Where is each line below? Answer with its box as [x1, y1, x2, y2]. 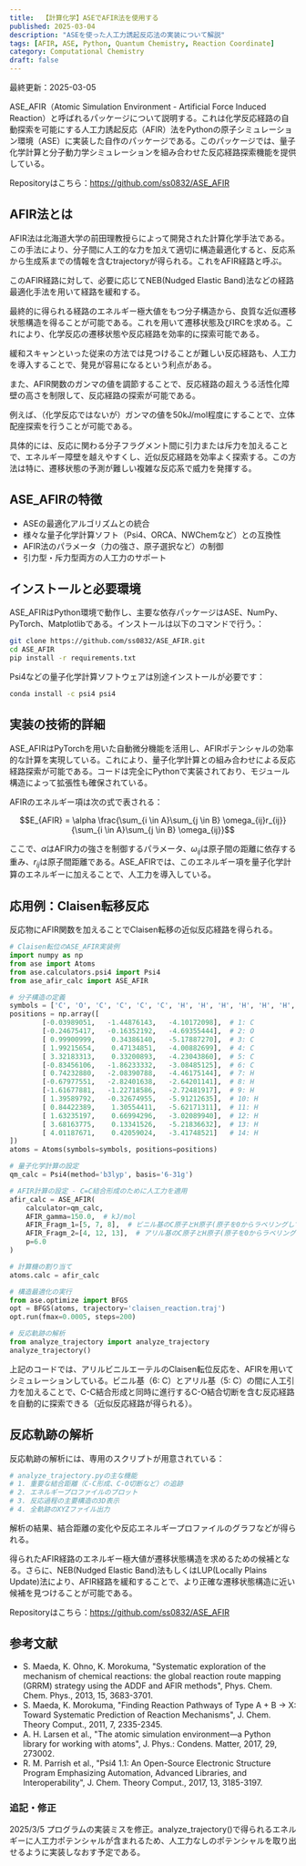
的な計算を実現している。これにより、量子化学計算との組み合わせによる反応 [9, 754, 296, 765]
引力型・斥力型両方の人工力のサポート [22, 552, 167, 563]
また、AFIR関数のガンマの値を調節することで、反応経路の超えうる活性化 [9, 378, 282, 389]
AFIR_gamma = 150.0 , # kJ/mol [25, 1212, 137, 1221]
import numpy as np [9, 951, 84, 960]
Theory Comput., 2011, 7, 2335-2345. [22, 1718, 163, 1729]
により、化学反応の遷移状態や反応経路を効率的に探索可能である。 [16, 328, 265, 339]
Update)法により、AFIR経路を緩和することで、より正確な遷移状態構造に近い [9, 1575, 296, 1586]
